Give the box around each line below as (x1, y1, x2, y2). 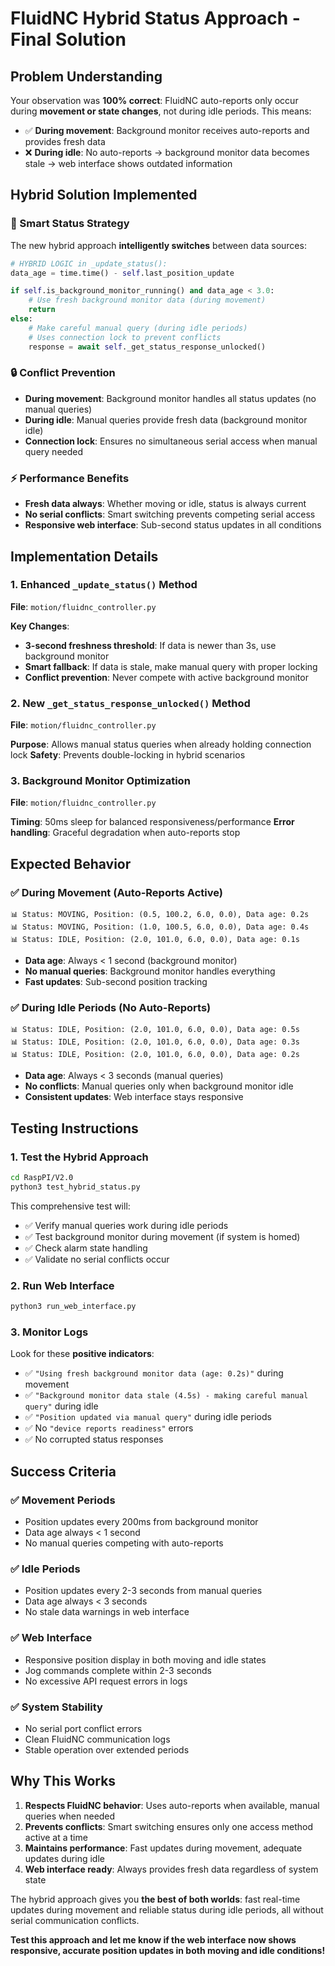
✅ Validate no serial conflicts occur (24, 1253, 170, 1265)
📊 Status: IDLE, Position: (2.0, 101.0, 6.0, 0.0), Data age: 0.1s (10, 935, 300, 945)
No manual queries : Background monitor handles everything (24, 965, 276, 977)
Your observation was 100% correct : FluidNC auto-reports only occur (10, 95, 299, 106)
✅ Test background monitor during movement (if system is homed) (24, 1230, 301, 1242)
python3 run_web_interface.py (10, 1302, 137, 1312)
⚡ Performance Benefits (10, 471, 130, 485)
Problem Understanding (10, 68, 163, 85)
